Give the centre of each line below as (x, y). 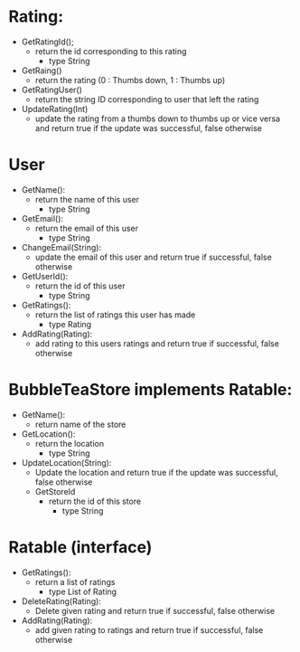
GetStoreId (55, 491)
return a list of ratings (75, 581)
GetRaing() (42, 71)
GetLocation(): (48, 434)
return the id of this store (95, 501)
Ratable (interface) (80, 547)
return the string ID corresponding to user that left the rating (147, 99)
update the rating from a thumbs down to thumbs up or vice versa (158, 118)
